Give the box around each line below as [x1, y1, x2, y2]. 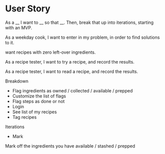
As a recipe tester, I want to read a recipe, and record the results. [5, 68, 138, 75]
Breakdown [5, 78, 29, 84]
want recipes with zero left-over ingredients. [5, 49, 96, 55]
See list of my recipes [12, 109, 57, 115]
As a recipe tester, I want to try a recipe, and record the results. [5, 59, 135, 65]
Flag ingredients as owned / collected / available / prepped [12, 87, 133, 93]
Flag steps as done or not [12, 98, 65, 104]
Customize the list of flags [12, 93, 66, 99]
